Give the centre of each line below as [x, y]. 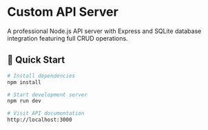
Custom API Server [63, 12]
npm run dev [24, 101]
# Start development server [48, 95]
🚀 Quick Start [36, 60]
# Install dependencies [41, 76]
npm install [24, 82]
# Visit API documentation [46, 113]
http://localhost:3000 [40, 120]
